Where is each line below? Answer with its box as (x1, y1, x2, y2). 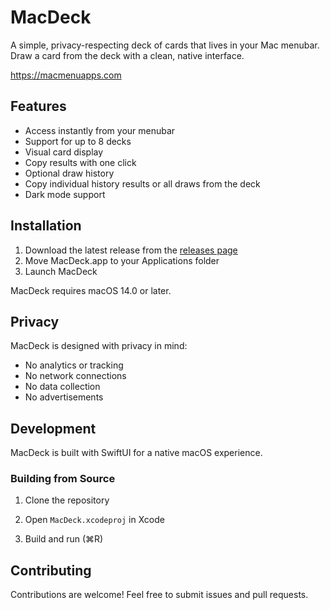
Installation (10, 217, 82, 235)
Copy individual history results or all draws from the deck (24, 177, 261, 190)
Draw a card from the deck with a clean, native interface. (10, 49, 245, 61)
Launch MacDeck (24, 265, 98, 277)
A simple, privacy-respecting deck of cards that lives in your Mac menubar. (10, 39, 320, 51)
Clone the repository (24, 494, 110, 506)
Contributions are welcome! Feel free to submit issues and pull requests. (10, 589, 309, 601)
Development (10, 420, 97, 437)
